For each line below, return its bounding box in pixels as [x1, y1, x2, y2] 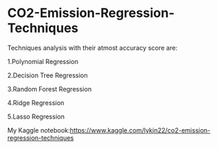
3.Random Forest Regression [7, 84, 92, 93]
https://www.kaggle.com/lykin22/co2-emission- [70, 126, 211, 134]
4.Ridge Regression [7, 98, 65, 107]
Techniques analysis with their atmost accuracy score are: [7, 43, 178, 52]
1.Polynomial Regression [7, 57, 79, 65]
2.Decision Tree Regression [7, 71, 88, 79]
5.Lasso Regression [7, 112, 65, 121]
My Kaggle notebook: [7, 126, 70, 134]
